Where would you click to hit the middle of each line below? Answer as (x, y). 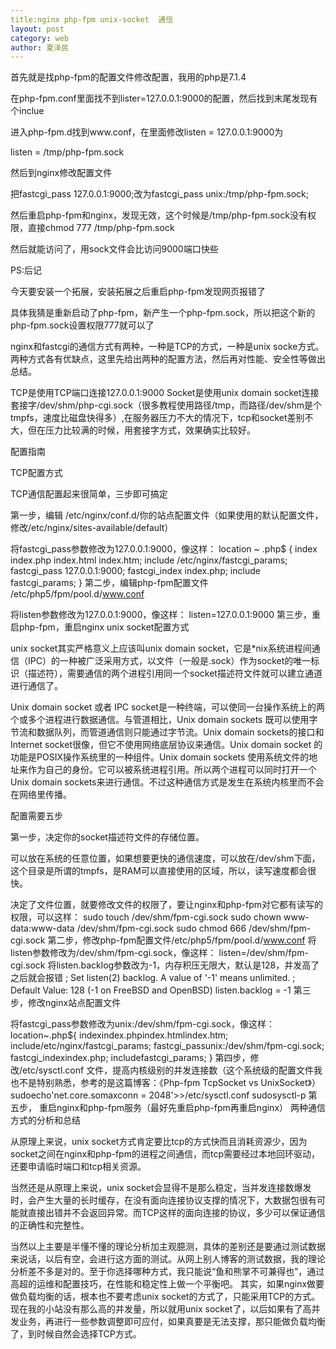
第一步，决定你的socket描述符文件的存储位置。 (107, 837)
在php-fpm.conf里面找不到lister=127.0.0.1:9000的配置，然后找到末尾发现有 (164, 98)
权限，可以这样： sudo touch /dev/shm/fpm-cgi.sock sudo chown (146, 917)
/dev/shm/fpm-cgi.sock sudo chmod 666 (161, 928)
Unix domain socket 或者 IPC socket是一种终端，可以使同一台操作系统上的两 (167, 707)
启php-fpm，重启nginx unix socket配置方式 (100, 627)
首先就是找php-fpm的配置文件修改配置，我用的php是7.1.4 (128, 77)
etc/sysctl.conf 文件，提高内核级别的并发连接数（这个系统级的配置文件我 (172, 1070)
